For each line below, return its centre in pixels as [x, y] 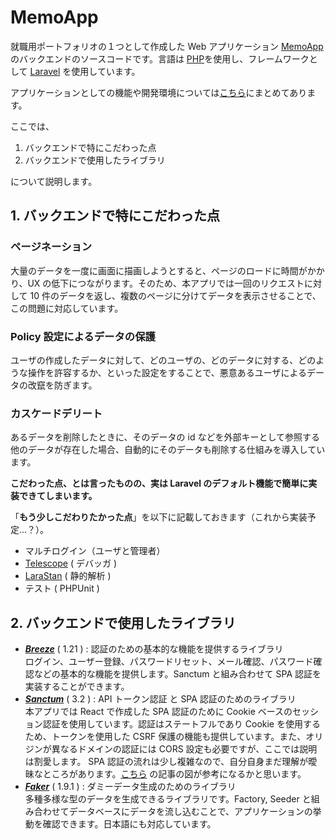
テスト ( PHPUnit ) [62, 588]
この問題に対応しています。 [67, 308]
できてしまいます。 [58, 496]
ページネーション [51, 247]
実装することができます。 [77, 687]
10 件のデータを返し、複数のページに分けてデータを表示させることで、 [175, 295]
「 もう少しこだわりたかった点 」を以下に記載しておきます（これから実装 [159, 517]
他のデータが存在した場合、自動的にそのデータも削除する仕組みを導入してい [168, 450]
